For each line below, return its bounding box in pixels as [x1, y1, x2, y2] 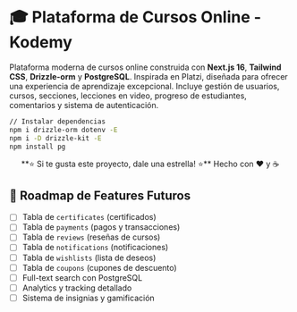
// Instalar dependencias [9, 117, 106, 126]
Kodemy [9, 32, 73, 53]
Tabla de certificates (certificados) [21, 212, 157, 223]
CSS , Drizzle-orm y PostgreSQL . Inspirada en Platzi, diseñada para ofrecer [9, 71, 288, 81]
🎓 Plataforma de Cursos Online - [9, 7, 262, 28]
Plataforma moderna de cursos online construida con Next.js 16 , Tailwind [9, 62, 282, 72]
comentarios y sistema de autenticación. [9, 99, 159, 110]
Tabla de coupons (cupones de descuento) [21, 262, 177, 273]
